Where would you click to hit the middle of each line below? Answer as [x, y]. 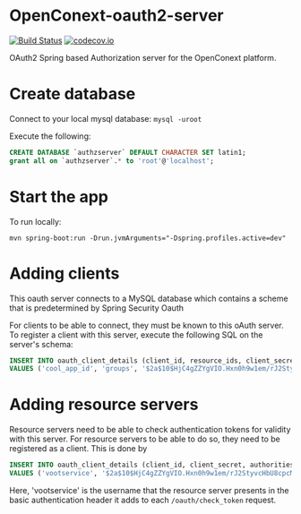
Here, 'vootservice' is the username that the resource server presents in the [149, 490]
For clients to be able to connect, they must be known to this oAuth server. [146, 325]
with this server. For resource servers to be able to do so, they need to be [145, 439]
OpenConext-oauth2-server [116, 16]
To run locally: [35, 221]
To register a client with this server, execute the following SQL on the [136, 334]
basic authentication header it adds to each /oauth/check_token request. [143, 500]
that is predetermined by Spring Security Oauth [96, 308]
